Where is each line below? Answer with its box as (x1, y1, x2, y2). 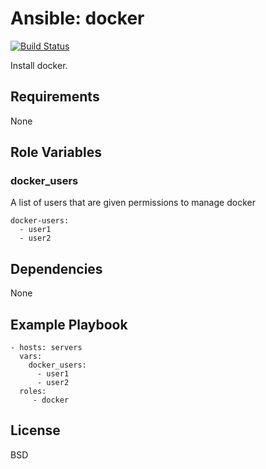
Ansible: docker (10, 7, 145, 30)
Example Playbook (10, 316, 128, 333)
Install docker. (10, 59, 68, 71)
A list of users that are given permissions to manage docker (10, 197, 256, 209)
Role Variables (10, 144, 102, 161)
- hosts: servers (10, 343, 83, 353)
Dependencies (10, 260, 103, 277)
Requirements (10, 88, 100, 106)
